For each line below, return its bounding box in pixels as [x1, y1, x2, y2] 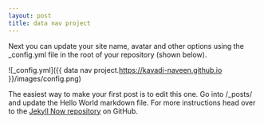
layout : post [8, 11, 52, 20]
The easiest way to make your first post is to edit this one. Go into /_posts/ [8, 89, 253, 98]
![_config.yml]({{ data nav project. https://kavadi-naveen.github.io [8, 65, 223, 74]
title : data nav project [8, 19, 91, 27]
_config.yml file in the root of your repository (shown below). [8, 50, 207, 59]
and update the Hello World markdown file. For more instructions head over [8, 98, 256, 107]
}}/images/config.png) [8, 74, 82, 83]
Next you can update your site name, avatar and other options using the [8, 41, 245, 50]
